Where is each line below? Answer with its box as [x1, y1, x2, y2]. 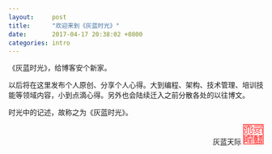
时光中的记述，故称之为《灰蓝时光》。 [8, 108, 133, 118]
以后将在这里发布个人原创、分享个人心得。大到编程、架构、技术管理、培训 [8, 80, 257, 90]
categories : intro [8, 39, 70, 47]
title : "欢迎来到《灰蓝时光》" [8, 21, 120, 30]
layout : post [8, 13, 67, 21]
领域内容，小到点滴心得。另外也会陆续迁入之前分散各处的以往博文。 [22, 90, 249, 101]
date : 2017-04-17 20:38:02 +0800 [8, 30, 143, 38]
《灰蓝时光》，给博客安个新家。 [8, 63, 112, 73]
